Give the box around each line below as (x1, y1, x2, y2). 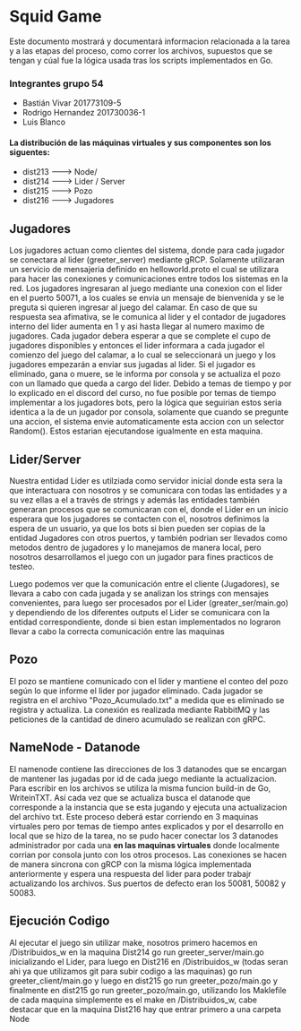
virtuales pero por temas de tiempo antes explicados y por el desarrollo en (9, 821, 284, 831)
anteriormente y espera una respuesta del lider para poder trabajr (9, 868, 252, 879)
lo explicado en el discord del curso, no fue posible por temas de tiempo (9, 388, 277, 399)
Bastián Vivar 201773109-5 (21, 98, 122, 108)
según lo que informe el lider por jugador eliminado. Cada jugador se (9, 685, 263, 696)
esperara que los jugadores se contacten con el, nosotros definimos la (9, 513, 270, 525)
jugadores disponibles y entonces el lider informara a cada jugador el (9, 340, 265, 351)
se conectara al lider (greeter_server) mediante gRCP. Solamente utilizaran (9, 254, 285, 265)
